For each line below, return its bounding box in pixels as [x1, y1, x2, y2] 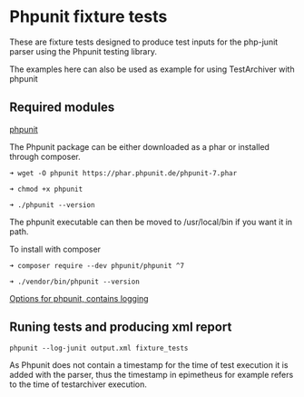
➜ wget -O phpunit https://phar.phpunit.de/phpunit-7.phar [9, 168, 238, 178]
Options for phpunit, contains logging [9, 293, 149, 303]
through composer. [9, 151, 81, 162]
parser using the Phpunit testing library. [9, 45, 157, 56]
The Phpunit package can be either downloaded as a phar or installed [9, 141, 270, 152]
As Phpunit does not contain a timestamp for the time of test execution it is [9, 359, 289, 370]
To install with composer [9, 243, 102, 254]
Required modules [9, 100, 115, 115]
